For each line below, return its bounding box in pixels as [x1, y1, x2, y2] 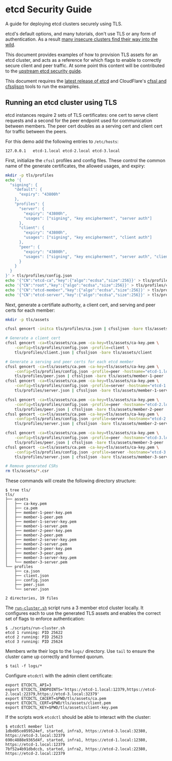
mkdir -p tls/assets [5, 317, 50, 322]
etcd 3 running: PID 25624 [5, 639, 63, 644]
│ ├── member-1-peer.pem [5, 515, 63, 520]
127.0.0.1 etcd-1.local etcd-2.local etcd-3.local [5, 148, 120, 153]
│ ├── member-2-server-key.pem [5, 537, 77, 542]
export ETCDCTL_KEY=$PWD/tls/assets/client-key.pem [5, 705, 118, 711]
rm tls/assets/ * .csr [5, 468, 50, 474]
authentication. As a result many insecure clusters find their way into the [5, 36, 158, 42]
